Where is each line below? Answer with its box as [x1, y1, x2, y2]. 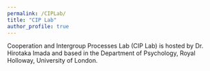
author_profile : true [7, 23, 70, 30]
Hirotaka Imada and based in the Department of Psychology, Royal [7, 49, 196, 57]
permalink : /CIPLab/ [7, 10, 67, 17]
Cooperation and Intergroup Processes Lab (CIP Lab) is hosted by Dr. [7, 42, 204, 50]
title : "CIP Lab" [7, 17, 57, 23]
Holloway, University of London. [7, 57, 98, 65]
